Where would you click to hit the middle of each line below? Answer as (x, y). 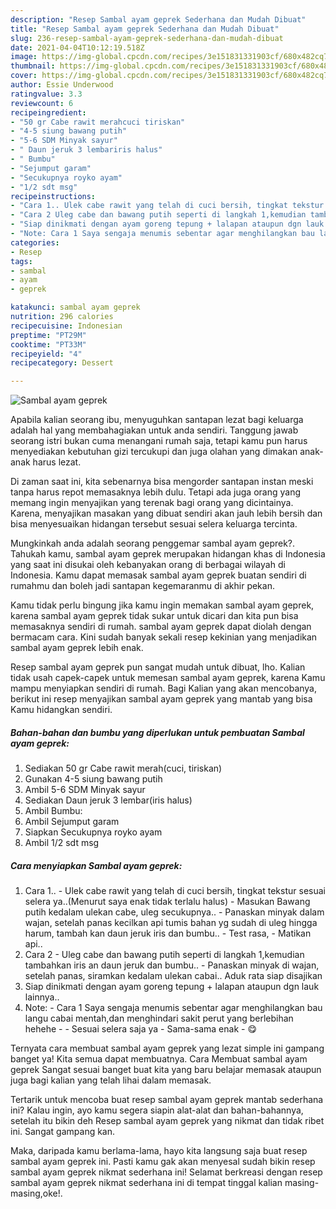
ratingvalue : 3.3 (46, 94)
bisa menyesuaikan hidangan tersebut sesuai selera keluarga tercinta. (154, 524)
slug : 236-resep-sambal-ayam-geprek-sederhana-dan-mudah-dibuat (147, 38)
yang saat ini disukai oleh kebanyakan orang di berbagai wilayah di (148, 565)
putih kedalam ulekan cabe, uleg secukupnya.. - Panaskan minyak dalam (174, 912)
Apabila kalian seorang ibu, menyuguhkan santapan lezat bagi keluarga (157, 420)
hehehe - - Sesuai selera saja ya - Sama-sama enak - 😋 (141, 1029)
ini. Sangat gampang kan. (63, 1132)
